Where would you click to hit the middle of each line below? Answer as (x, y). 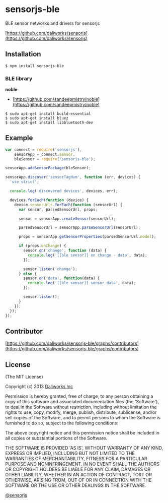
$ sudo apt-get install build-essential (48, 114)
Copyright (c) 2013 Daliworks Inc (39, 387)
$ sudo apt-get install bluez (37, 118)
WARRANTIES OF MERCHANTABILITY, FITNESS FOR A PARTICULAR (76, 459)
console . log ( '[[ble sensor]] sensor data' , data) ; (82, 283)
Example (19, 138)
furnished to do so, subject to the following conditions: (62, 423)
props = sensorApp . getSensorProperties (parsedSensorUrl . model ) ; (87, 237)
